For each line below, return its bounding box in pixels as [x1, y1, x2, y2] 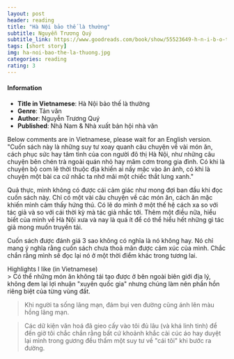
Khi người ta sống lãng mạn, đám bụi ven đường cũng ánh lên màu [24, 300, 214, 309]
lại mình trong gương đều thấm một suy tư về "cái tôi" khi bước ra [24, 336, 212, 344]
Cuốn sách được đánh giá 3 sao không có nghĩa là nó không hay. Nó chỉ [7, 236, 214, 244]
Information [7, 84, 42, 92]
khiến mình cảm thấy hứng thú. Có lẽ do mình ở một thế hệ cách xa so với [7, 200, 218, 209]
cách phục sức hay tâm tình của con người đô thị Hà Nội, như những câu [7, 149, 215, 158]
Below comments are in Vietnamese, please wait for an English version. [7, 135, 212, 143]
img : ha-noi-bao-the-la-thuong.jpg [7, 50, 111, 57]
